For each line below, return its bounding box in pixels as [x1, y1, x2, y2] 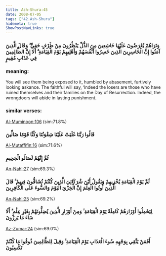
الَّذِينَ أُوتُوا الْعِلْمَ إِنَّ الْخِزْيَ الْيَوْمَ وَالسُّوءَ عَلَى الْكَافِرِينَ [5, 185, 116, 192]
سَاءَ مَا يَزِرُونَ [5, 214, 34, 221]
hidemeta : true [5, 21, 37, 26]
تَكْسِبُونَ [5, 244, 23, 251]
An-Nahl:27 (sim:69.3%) [5, 166, 55, 172]
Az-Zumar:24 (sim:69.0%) [5, 225, 59, 231]
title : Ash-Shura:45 [5, 7, 48, 12]
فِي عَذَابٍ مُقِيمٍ [5, 55, 37, 62]
